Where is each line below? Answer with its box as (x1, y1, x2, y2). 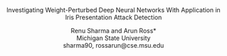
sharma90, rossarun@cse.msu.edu (62, 41, 165, 49)
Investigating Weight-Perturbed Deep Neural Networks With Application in (6, 6, 221, 14)
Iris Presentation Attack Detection (64, 13, 163, 21)
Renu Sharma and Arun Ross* (70, 27, 157, 35)
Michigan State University (76, 34, 151, 42)
